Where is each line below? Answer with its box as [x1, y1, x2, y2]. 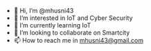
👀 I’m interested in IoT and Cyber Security [13, 14, 133, 22]
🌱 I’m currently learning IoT [13, 21, 91, 29]
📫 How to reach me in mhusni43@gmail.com [13, 37, 144, 44]
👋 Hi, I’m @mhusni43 [13, 7, 74, 14]
